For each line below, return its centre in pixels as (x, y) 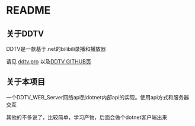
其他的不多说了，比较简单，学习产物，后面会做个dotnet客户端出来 (87, 117)
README (28, 10)
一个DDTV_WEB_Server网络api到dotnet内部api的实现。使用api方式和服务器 (98, 97)
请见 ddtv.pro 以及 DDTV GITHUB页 (49, 62)
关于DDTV (25, 33)
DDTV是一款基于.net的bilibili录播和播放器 (56, 49)
